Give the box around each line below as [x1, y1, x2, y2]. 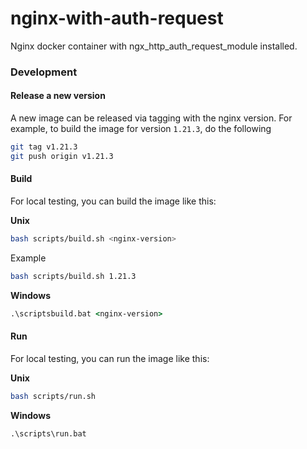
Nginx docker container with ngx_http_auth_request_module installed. [10, 40, 298, 52]
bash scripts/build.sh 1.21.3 [10, 271, 137, 281]
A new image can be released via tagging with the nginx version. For [10, 112, 293, 124]
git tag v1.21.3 [10, 142, 78, 152]
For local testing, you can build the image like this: [10, 195, 217, 207]
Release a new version [10, 90, 106, 102]
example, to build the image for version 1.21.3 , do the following [10, 123, 272, 135]
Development [10, 65, 78, 79]
